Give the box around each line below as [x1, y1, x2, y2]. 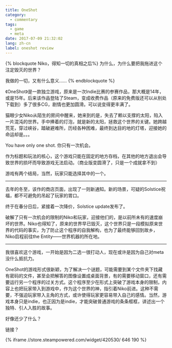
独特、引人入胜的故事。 [5, 304, 55, 311]
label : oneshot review [5, 46, 54, 51]
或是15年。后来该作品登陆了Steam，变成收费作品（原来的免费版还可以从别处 [5, 95, 167, 101]
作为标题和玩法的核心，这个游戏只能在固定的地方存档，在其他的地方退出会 [5, 153, 162, 159]
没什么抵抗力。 [5, 255, 37, 262]
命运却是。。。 [5, 131, 32, 137]
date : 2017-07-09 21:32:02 [5, 36, 63, 41]
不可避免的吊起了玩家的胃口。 [18, 192, 82, 199]
